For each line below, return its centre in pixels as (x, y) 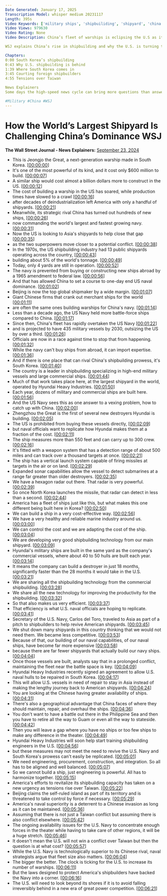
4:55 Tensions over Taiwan (33, 79)
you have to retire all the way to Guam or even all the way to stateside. (84, 719)
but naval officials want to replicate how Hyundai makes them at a (80, 429)
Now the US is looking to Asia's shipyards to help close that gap (78, 234)
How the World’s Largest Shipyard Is (82, 125)
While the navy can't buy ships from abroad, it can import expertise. (82, 350)
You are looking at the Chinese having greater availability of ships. (80, 693)
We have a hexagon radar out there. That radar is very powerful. (78, 482)
